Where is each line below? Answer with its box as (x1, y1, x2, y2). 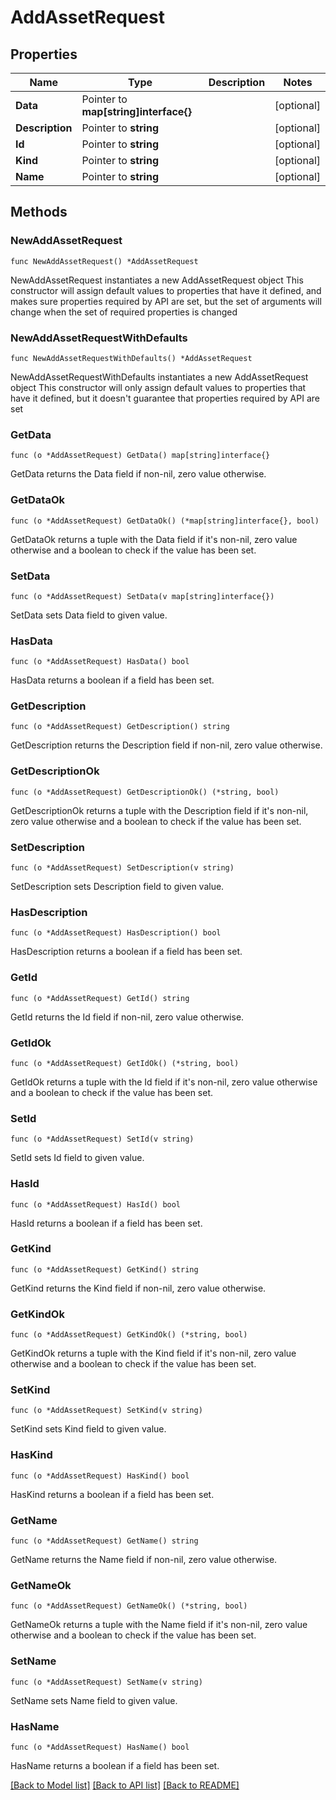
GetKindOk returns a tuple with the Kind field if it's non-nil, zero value (10, 1347, 297, 1360)
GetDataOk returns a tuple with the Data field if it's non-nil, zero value (10, 533, 298, 545)
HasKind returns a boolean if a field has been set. (10, 1488, 215, 1500)
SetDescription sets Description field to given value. (10, 881, 225, 893)
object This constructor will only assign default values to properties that (10, 381, 307, 393)
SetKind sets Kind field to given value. (10, 1423, 167, 1435)
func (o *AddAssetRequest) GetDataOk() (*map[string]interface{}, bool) (10, 516, 320, 526)
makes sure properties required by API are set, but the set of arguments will (10, 295, 322, 307)
